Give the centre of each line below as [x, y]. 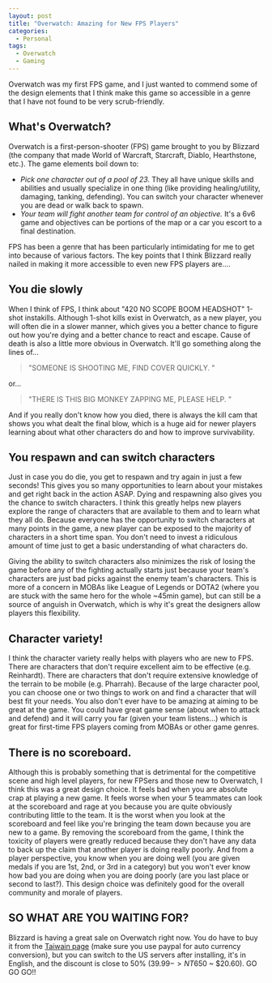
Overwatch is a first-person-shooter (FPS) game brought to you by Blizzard [134, 146]
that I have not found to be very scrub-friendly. [87, 101]
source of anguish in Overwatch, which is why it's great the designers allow [134, 605]
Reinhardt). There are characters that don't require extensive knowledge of [134, 675]
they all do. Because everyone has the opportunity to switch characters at [132, 520]
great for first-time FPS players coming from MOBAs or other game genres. [134, 727]
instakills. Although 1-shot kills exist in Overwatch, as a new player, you [143, 318]
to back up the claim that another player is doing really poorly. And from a [131, 849]
